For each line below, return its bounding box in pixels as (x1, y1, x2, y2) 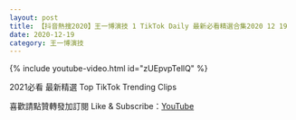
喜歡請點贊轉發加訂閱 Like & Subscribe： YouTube (9, 101, 195, 112)
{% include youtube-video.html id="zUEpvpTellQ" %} (9, 63, 208, 74)
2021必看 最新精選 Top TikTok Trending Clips (9, 82, 177, 93)
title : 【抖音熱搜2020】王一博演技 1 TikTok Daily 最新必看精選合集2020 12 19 (9, 22, 288, 31)
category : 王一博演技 (9, 38, 84, 48)
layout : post (9, 13, 59, 23)
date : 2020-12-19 (9, 30, 75, 39)
